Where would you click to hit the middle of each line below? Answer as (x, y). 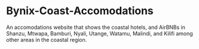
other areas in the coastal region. (47, 40)
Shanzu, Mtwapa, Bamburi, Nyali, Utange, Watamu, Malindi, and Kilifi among (99, 33)
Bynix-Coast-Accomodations (80, 11)
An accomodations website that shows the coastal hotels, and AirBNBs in (96, 27)
